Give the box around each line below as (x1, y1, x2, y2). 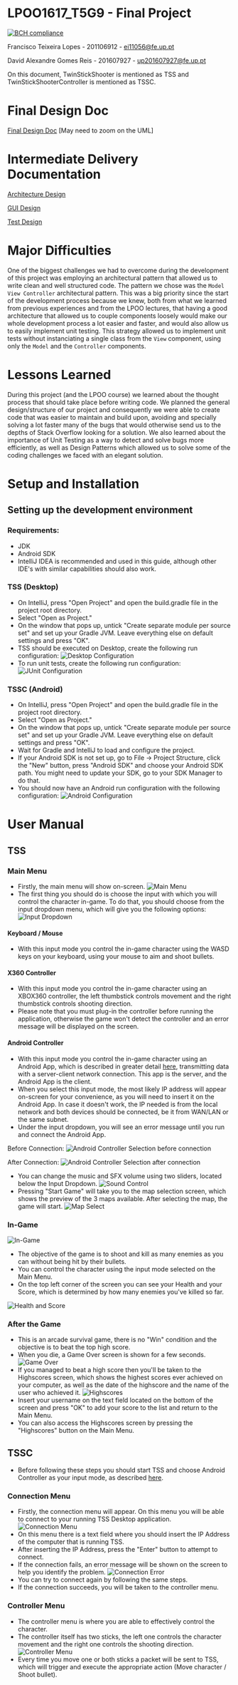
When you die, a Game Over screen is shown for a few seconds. (17, 1351, 206, 1359)
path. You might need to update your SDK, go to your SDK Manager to (17, 768, 222, 778)
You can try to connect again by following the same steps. (17, 1575, 188, 1584)
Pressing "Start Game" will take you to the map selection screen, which (17, 1187, 227, 1195)
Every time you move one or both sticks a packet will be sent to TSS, (17, 1655, 219, 1664)
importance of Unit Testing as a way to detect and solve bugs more (7, 436, 205, 444)
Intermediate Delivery (7, 151, 139, 168)
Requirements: (7, 525, 60, 535)
